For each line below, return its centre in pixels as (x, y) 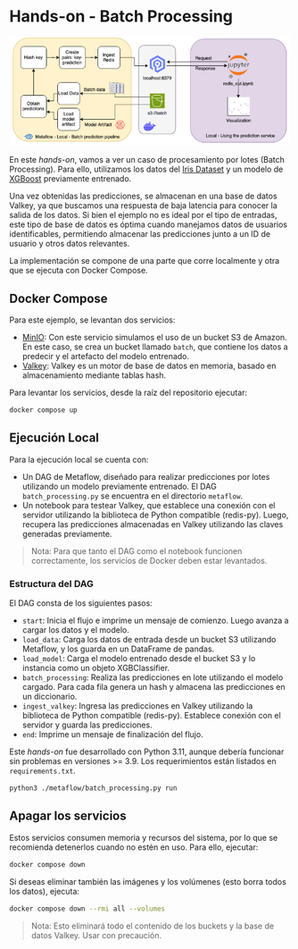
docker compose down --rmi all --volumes (87, 909)
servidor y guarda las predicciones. (87, 725)
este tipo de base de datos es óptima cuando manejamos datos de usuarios (149, 224)
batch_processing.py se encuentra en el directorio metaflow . (132, 495)
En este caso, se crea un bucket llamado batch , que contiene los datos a (155, 347)
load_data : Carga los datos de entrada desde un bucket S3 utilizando (149, 640)
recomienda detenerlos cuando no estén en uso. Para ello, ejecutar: (134, 847)
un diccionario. (50, 697)
